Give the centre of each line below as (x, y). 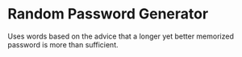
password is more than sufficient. (63, 44)
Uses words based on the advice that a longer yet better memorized (121, 36)
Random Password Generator (108, 14)
